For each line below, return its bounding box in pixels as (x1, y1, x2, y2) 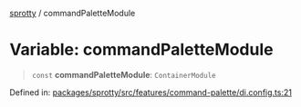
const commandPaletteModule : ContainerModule (31, 69, 216, 80)
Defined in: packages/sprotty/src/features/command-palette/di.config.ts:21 (9, 86, 292, 98)
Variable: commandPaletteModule (9, 40, 274, 60)
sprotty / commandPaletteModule (9, 8, 136, 18)
